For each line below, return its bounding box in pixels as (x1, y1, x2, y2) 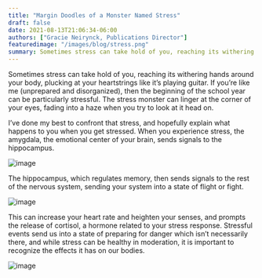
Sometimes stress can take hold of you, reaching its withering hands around (8, 70, 254, 79)
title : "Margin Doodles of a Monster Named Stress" (8, 11, 180, 20)
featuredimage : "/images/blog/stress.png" (8, 41, 149, 49)
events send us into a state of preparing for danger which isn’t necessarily (8, 229, 249, 238)
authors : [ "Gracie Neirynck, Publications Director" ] (8, 33, 188, 42)
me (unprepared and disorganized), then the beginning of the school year (8, 86, 246, 95)
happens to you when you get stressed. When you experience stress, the (8, 126, 245, 136)
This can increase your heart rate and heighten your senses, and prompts (8, 213, 246, 221)
